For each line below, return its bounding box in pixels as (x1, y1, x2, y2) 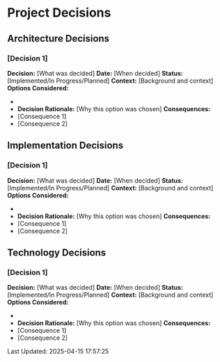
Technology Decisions (7, 247, 107, 258)
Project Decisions (7, 5, 111, 21)
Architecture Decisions (7, 33, 110, 44)
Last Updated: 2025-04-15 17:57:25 (7, 347, 109, 356)
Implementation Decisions (7, 140, 124, 151)
